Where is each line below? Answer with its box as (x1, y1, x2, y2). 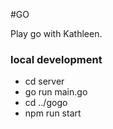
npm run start (24, 107, 82, 119)
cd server (24, 75, 65, 88)
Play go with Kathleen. (10, 28, 103, 39)
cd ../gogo (24, 97, 68, 109)
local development (10, 52, 103, 66)
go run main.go (24, 86, 88, 98)
